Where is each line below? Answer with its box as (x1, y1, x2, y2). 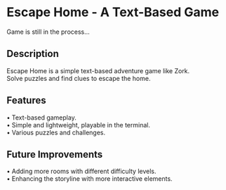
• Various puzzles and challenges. (6, 128, 106, 137)
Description (6, 48, 59, 60)
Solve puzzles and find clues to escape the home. (6, 74, 151, 82)
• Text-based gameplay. (6, 113, 77, 122)
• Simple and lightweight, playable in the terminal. (6, 120, 150, 129)
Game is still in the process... (6, 27, 91, 36)
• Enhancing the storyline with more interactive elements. (6, 175, 173, 183)
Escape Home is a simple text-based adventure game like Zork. (6, 66, 190, 75)
